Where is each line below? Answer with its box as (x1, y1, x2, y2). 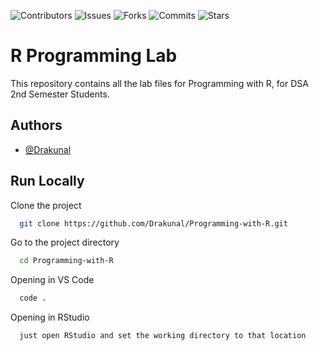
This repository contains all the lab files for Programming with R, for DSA (10, 77, 309, 89)
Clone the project (10, 199, 82, 211)
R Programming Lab (10, 45, 178, 67)
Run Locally (10, 173, 85, 190)
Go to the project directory (10, 236, 120, 249)
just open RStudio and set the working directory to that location (19, 331, 307, 341)
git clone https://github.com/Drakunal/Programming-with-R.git (19, 218, 288, 229)
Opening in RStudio (10, 311, 90, 324)
